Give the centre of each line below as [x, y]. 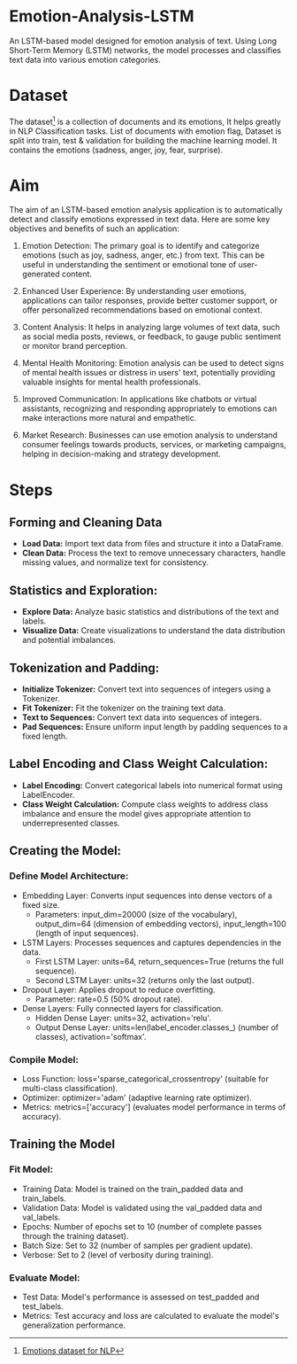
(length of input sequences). [87, 933]
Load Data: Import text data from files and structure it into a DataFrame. [152, 544]
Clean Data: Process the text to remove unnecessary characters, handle [153, 553]
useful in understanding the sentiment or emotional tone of [129, 265]
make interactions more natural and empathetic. [109, 418]
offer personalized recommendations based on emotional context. [142, 310]
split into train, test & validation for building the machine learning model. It [143, 140]
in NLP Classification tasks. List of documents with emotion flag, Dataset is [145, 131]
